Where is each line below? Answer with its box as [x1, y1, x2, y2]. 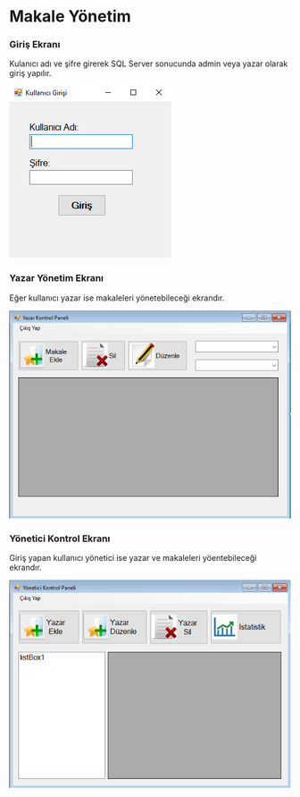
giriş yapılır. [9, 68, 52, 79]
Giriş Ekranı [9, 38, 61, 51]
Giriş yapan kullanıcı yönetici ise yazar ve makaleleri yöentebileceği [9, 553, 257, 564]
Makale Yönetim [9, 6, 131, 27]
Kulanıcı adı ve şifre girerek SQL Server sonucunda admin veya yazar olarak [9, 58, 288, 69]
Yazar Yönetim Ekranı [9, 272, 104, 284]
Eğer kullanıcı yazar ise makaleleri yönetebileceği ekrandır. [9, 293, 225, 303]
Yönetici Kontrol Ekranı [9, 532, 111, 545]
